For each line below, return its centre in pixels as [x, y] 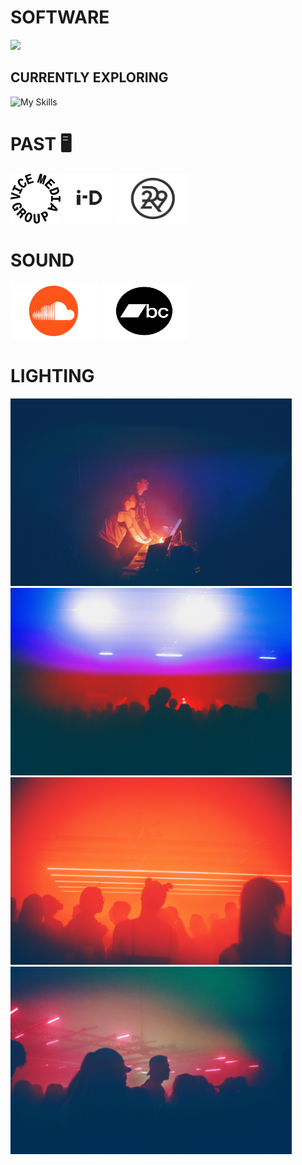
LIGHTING [52, 375]
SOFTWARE [60, 17]
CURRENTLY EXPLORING [89, 77]
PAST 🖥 [41, 143]
